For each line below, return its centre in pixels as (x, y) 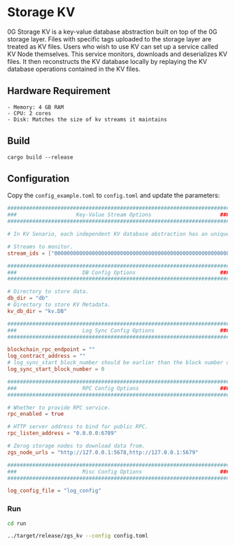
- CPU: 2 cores (29, 113)
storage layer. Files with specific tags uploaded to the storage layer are (109, 39)
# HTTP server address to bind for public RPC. (78, 427)
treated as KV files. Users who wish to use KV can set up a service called (113, 46)
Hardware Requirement (59, 91)
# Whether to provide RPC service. (59, 408)
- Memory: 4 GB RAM (36, 107)
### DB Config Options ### (119, 272)
